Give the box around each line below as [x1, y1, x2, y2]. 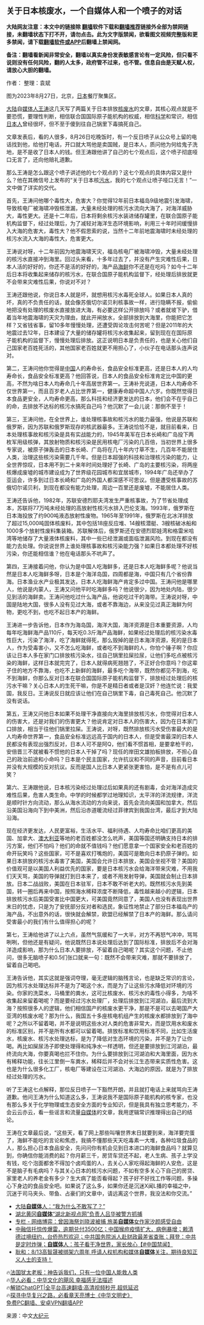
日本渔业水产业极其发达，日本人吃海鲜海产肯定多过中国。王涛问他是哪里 [16, 577, 198, 585]
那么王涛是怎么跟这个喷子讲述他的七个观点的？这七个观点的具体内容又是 [6, 169, 187, 176]
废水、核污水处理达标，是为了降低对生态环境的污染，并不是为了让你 [22, 1035, 192, 1042]
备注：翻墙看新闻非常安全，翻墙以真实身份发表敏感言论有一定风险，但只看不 [6, 51, 198, 58]
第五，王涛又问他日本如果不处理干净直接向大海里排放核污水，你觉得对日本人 [6, 710, 198, 717]
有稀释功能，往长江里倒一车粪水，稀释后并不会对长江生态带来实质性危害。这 [6, 1057, 198, 1064]
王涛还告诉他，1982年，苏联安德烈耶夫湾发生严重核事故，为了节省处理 [6, 497, 183, 504]
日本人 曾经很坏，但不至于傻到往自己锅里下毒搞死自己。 [6, 120, 144, 128]
